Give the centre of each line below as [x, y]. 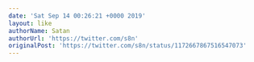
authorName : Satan [39, 31]
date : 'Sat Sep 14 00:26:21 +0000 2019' [77, 16]
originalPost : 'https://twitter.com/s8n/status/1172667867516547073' [128, 46]
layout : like [30, 23]
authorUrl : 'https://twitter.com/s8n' [73, 38]
